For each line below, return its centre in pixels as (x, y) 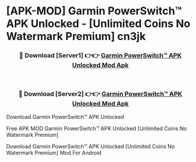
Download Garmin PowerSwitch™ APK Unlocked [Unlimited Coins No (91, 146)
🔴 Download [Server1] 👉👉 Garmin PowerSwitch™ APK (100, 56)
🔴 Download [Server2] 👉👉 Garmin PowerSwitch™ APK (100, 94)
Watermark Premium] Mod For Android (54, 152)
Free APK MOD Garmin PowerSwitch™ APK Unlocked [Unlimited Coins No (97, 128)
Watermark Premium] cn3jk (76, 36)
